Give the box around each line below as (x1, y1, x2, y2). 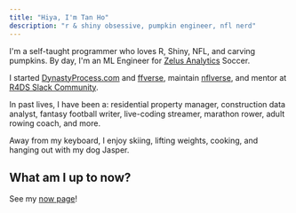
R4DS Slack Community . (9, 82, 100, 92)
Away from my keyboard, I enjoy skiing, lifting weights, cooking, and (9, 135, 259, 146)
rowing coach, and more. (9, 117, 100, 129)
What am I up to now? (9, 170, 132, 185)
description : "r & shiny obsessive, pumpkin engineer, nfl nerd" (9, 21, 256, 30)
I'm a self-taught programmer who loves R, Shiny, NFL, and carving (9, 45, 256, 56)
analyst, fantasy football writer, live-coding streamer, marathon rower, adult (9, 108, 285, 119)
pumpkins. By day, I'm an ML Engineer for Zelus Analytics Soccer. (9, 55, 251, 66)
